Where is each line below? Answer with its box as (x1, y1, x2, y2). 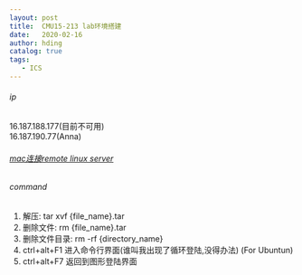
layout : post (9, 13, 59, 23)
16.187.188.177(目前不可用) (9, 121, 105, 132)
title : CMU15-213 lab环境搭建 (9, 22, 122, 31)
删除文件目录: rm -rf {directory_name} (22, 232, 164, 244)
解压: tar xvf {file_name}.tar (22, 210, 125, 222)
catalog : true (9, 47, 63, 56)
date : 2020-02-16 (9, 30, 83, 39)
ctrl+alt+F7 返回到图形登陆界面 (22, 255, 137, 267)
